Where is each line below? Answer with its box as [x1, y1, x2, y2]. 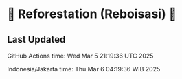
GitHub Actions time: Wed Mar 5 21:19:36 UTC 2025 [7, 52, 154, 60]
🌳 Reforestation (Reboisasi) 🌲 [7, 6, 177, 22]
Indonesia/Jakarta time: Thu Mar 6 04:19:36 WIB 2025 [7, 65, 161, 73]
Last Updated [7, 34, 66, 45]
